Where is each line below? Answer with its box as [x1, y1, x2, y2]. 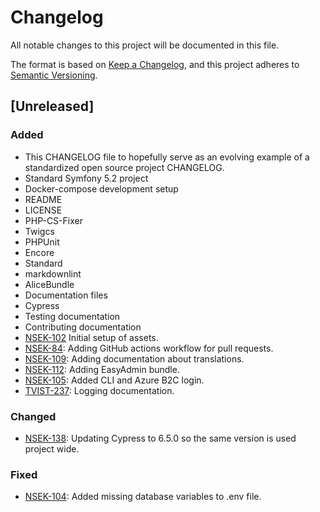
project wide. [24, 442, 80, 455]
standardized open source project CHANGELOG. [24, 161, 225, 173]
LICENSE [24, 204, 63, 216]
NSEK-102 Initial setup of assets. [24, 331, 159, 343]
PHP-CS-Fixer [24, 214, 83, 226]
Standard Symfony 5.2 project [24, 172, 149, 184]
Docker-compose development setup [24, 182, 179, 195]
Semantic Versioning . [10, 69, 98, 81]
